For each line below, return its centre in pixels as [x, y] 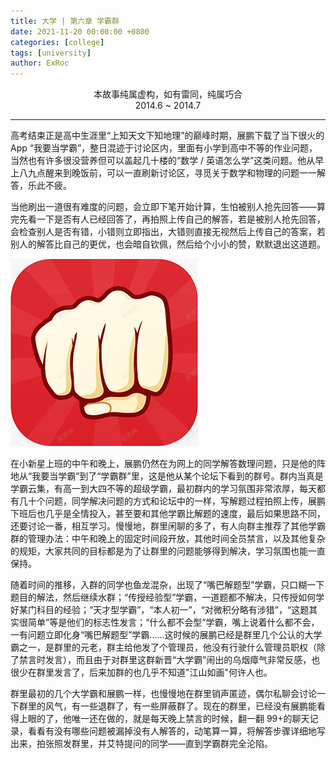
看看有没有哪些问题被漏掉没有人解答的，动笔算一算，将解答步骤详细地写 [176, 731]
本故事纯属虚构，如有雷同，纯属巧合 [168, 94]
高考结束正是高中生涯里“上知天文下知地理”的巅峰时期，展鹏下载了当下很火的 [167, 136]
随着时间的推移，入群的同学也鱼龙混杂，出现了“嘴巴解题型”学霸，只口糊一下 [167, 585]
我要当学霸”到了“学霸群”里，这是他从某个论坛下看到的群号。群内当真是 [177, 476]
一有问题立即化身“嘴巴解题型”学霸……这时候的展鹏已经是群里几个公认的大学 [166, 635]
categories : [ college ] [57, 42]
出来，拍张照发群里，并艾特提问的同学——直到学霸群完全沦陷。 [141, 744]
